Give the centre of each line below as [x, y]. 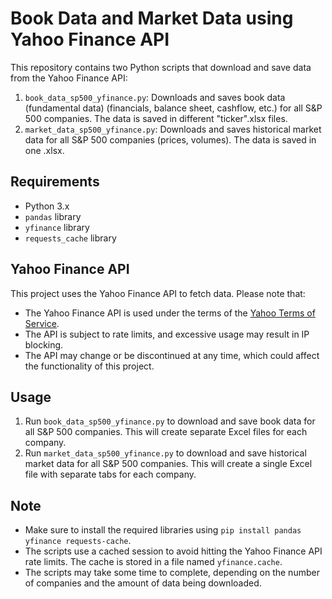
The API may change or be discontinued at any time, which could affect [172, 355]
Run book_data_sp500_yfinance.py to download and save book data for [170, 421]
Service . [42, 323]
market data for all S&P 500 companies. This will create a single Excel [168, 464]
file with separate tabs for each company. [110, 474]
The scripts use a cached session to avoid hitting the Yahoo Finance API [173, 551]
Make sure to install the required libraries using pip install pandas [163, 530]
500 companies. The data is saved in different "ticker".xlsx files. [156, 118]
